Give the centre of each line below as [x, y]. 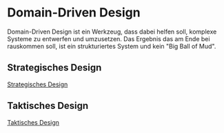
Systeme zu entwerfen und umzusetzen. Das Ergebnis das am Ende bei [109, 38]
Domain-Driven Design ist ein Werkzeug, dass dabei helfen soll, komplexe [112, 32]
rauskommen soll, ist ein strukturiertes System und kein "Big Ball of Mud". [112, 46]
